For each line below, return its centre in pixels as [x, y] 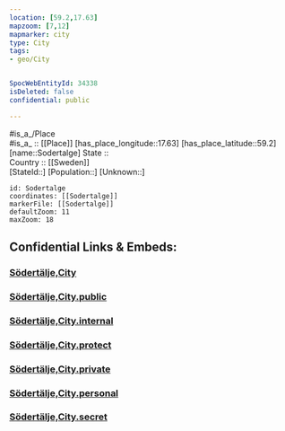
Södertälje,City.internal [61, 321]
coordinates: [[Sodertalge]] [64, 196]
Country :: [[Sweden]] [49, 162]
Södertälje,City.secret [58, 417]
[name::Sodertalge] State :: [59, 153]
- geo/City [30, 59]
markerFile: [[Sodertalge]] [62, 204]
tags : [19, 51]
